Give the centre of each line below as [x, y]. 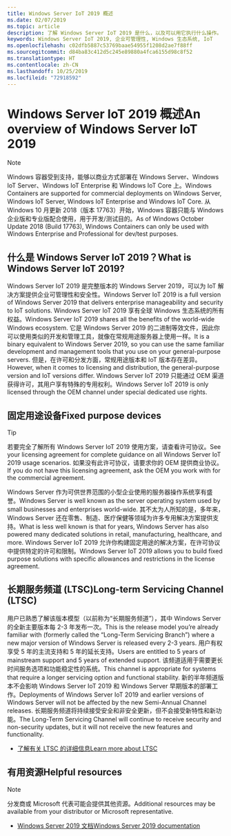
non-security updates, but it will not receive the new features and [100, 727]
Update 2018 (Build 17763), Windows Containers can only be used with [108, 227]
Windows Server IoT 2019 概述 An [104, 114]
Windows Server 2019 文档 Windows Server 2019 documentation [109, 826]
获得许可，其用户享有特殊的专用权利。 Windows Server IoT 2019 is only [108, 384]
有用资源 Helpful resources [65, 772]
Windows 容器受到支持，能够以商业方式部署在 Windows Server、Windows [113, 177]
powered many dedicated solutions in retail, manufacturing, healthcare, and [114, 534]
